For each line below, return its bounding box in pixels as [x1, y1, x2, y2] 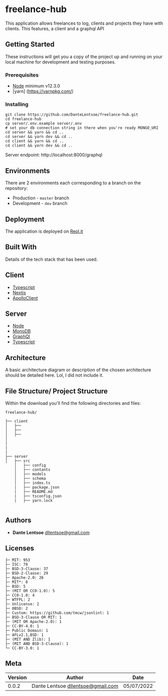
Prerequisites [5, 72, 39, 79]
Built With [5, 243, 37, 251]
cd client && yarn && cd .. [5, 138, 64, 144]
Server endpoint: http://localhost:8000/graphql [5, 152, 103, 158]
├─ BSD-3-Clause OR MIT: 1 [5, 614, 62, 620]
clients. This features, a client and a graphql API [5, 25, 105, 31]
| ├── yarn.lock [14, 498, 53, 503]
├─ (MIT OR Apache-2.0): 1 [5, 619, 62, 624]
